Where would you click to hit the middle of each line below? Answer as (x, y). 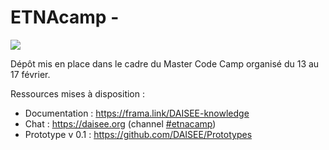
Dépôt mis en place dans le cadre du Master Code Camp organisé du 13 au (165, 63)
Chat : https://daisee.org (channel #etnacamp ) (120, 123)
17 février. (30, 74)
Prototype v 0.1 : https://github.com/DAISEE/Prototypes (138, 134)
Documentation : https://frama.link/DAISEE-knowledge (137, 113)
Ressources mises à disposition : (77, 93)
